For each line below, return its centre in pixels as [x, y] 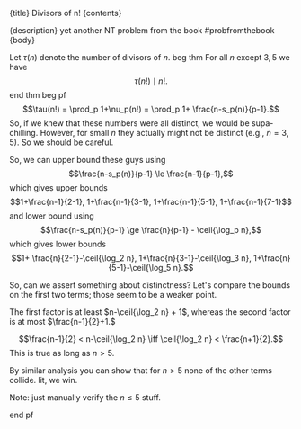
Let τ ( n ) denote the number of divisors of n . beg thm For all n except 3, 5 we [150, 57]
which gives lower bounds [58, 244]
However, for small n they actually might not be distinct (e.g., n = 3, [164, 133]
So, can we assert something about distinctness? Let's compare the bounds [150, 285]
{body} [22, 40]
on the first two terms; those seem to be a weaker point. [113, 295]
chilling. [24, 133]
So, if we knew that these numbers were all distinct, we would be [129, 123]
